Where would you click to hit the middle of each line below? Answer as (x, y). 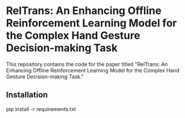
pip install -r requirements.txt (41, 109)
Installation (27, 95)
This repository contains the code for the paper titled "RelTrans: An (87, 64)
